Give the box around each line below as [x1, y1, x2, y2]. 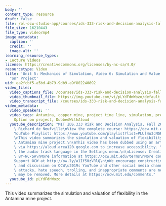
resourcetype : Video [5, 67, 48, 72]
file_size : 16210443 [5, 26, 48, 31]
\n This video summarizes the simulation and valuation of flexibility [14, 136, 163, 140]
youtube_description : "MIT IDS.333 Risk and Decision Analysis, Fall [9, 122, 156, 127]
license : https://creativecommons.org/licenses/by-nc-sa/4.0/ [5, 62, 136, 67]
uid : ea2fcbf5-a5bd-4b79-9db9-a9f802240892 [5, 80, 96, 85]
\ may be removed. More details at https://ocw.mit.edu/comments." [14, 172, 156, 177]
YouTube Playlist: [14, 131, 52, 136]
